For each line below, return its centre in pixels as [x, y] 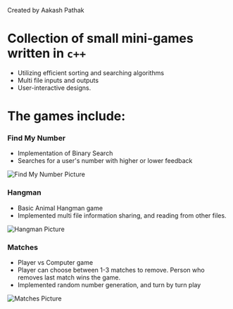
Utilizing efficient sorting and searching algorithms [90, 72]
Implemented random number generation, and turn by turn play [109, 285]
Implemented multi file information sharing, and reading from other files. [122, 215]
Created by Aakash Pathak [46, 10]
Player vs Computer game [55, 263]
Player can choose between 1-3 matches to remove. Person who [111, 270]
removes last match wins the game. [69, 277]
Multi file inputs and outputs [58, 80]
